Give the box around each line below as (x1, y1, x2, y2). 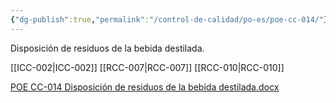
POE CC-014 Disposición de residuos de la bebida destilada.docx (10, 81, 280, 93)
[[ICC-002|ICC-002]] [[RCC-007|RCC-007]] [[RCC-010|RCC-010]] (10, 61, 285, 73)
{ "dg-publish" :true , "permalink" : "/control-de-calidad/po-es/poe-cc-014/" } (10, 14, 329, 25)
